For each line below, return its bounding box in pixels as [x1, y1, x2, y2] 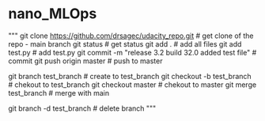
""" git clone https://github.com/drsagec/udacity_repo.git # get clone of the [8, 31, 255, 40]
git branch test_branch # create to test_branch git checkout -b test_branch [8, 71, 252, 81]
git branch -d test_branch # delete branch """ [8, 104, 157, 113]
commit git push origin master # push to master [8, 56, 163, 66]
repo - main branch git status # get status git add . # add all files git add [8, 39, 242, 48]
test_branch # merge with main [8, 88, 110, 97]
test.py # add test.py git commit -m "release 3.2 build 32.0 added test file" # [8, 47, 257, 57]
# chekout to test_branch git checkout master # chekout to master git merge [8, 80, 257, 89]
